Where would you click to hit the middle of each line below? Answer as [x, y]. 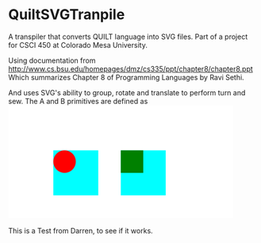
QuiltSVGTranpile [67, 15]
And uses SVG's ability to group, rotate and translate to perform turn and [127, 92]
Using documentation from [52, 60]
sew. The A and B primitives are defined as [78, 101]
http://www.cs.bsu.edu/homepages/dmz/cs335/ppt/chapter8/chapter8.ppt [131, 68]
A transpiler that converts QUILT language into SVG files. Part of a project [128, 37]
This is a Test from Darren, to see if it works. [81, 230]
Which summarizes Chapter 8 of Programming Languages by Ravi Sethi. [126, 77]
